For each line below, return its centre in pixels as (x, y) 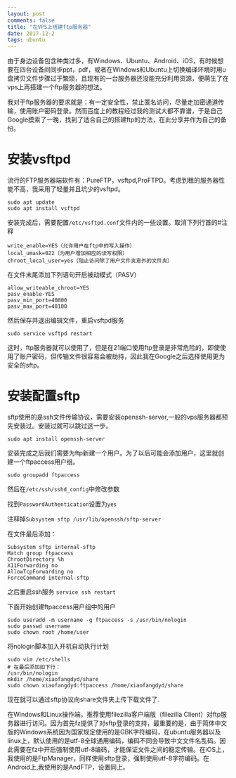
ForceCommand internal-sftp (48, 578)
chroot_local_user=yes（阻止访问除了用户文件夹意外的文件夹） (90, 261)
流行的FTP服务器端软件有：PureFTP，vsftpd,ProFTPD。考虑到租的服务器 (113, 181)
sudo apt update (31, 202)
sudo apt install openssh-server (56, 439)
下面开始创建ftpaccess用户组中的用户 (61, 607)
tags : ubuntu (26, 40)
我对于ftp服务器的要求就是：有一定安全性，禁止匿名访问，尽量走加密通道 (113, 102)
